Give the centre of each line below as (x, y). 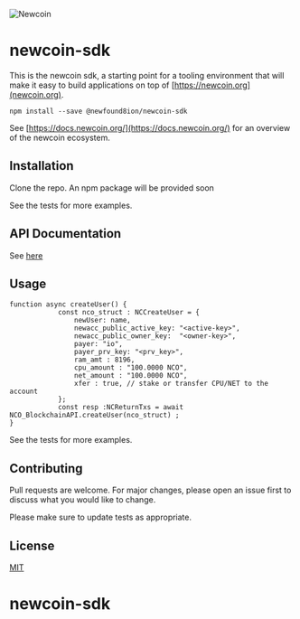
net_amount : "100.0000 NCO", (131, 376)
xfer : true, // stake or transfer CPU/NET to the (171, 384)
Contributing (46, 469)
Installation (42, 166)
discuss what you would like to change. (83, 500)
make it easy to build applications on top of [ (92, 85)
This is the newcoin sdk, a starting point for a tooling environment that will (147, 75)
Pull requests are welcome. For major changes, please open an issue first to (150, 490)
